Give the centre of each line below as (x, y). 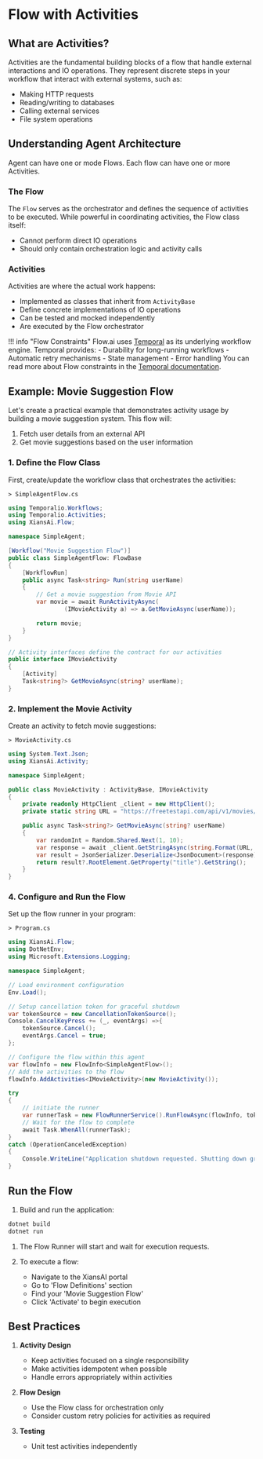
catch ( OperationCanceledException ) (68, 1144)
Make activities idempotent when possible (99, 1369)
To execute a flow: (49, 1261)
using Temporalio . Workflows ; (56, 508)
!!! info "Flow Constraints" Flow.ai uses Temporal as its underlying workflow (130, 342)
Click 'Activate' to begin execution (86, 1302)
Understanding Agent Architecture (95, 144)
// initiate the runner (61, 1108)
